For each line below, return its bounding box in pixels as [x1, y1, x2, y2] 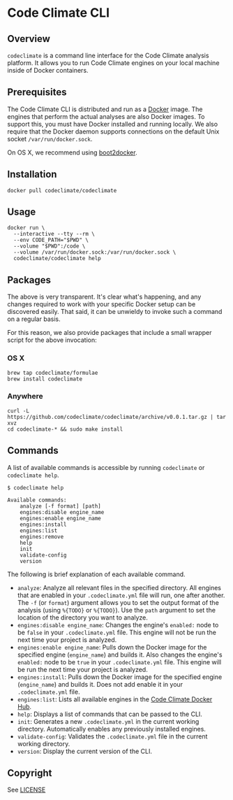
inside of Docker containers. [7, 66, 89, 74]
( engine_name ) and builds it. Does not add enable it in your [17, 680, 183, 688]
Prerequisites [7, 86, 67, 99]
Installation [7, 169, 57, 180]
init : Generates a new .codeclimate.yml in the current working [17, 717, 200, 725]
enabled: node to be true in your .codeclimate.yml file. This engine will [17, 657, 222, 666]
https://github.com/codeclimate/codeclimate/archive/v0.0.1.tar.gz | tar [7, 413, 227, 420]
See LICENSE [7, 785, 46, 794]
